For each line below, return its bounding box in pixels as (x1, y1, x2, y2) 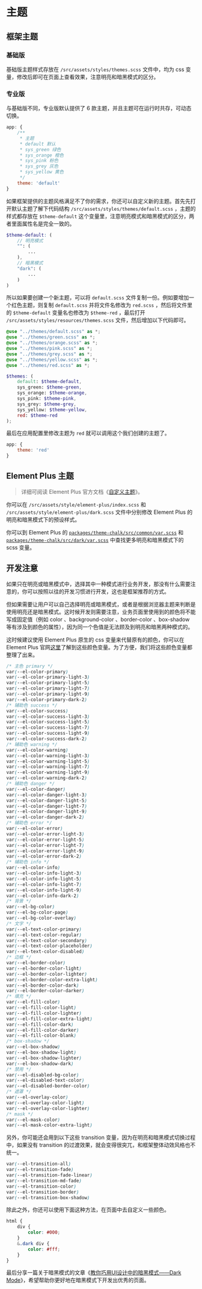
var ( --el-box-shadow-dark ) (6, 1061, 74, 1067)
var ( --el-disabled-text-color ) (6, 1078, 85, 1084)
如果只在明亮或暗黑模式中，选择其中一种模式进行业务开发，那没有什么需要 (6, 580, 191, 587)
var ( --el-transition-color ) (6, 1183, 77, 1190)
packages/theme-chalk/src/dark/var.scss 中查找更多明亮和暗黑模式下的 (6, 536, 184, 543)
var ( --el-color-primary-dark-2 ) (6, 696, 87, 702)
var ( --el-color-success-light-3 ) (6, 713, 90, 720)
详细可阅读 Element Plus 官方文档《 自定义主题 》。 (20, 488, 143, 495)
